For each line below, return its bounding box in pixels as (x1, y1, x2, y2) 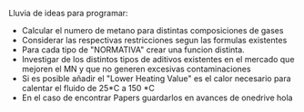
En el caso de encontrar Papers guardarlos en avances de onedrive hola (21, 92, 293, 103)
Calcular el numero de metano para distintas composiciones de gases (21, 25, 284, 35)
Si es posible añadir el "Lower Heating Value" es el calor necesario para (21, 73, 292, 84)
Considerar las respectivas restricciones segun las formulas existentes (21, 35, 288, 45)
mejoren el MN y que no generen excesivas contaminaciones (21, 63, 251, 74)
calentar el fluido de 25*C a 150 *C (21, 83, 156, 93)
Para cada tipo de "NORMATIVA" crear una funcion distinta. (21, 44, 245, 55)
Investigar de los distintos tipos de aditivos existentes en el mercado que (21, 54, 295, 64)
